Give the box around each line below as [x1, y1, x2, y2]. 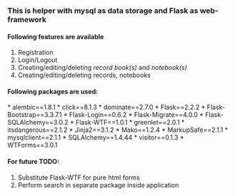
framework [7, 14, 47, 24]
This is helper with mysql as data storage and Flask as [7, 6, 199, 16]
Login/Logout [17, 56, 58, 64]
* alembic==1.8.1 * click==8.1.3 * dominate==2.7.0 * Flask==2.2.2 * [7, 103, 206, 112]
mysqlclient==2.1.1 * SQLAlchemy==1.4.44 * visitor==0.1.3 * [7, 133, 184, 142]
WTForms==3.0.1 [7, 141, 58, 150]
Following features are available [7, 32, 104, 41]
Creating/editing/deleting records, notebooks [17, 71, 151, 80]
